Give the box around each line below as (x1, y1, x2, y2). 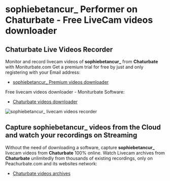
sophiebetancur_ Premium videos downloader (12, 79, 109, 85)
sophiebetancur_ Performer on (5, 4, 138, 15)
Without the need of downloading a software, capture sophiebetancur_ (5, 144, 155, 150)
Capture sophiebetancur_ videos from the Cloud (5, 123, 161, 132)
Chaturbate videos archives (12, 170, 71, 176)
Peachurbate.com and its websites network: (5, 160, 97, 166)
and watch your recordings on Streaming (5, 131, 138, 140)
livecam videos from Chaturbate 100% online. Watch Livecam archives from (5, 150, 165, 156)
